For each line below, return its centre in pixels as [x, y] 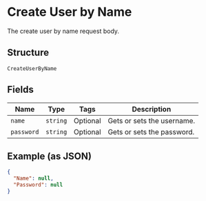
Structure [28, 53]
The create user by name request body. [63, 31]
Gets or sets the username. [152, 120]
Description [152, 109]
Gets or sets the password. [151, 131]
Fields [21, 90]
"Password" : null [38, 185]
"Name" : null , [33, 179]
